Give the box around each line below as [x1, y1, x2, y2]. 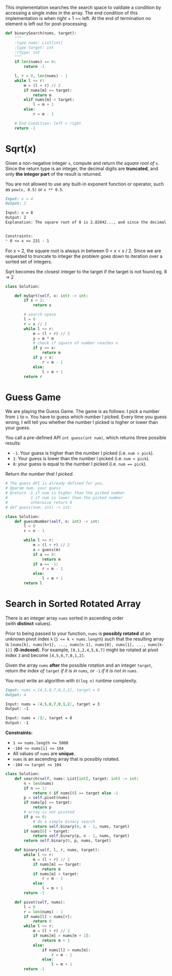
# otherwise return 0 [5, 500, 72, 505]
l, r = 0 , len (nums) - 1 [14, 73, 68, 79]
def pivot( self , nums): [14, 899, 66, 905]
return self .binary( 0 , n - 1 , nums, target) [32, 824, 130, 829]
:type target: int [14, 45, 54, 50]
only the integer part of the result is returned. [5, 171, 102, 177]
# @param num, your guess [5, 485, 61, 491]
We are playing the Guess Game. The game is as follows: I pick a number [5, 408, 160, 415]
